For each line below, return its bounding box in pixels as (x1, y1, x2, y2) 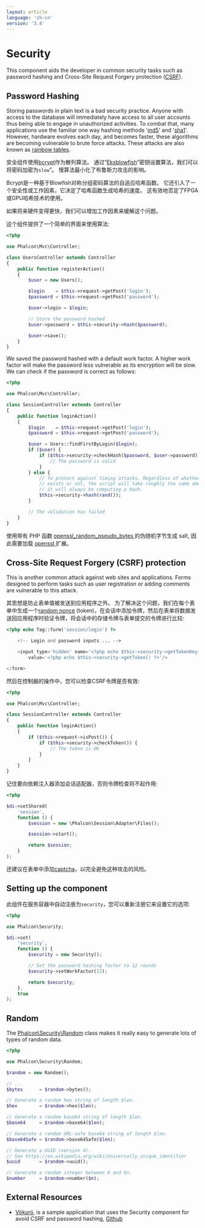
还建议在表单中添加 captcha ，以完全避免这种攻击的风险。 (6, 865, 150, 872)
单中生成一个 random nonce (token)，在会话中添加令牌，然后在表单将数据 (6, 607, 191, 614)
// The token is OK (49, 745, 99, 752)
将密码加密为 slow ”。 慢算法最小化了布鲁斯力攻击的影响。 (6, 166, 149, 174)
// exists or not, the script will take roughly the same (38, 481, 190, 487)
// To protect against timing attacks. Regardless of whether (38, 475, 201, 481)
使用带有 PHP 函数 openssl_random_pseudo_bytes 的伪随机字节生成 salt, (6, 532, 190, 539)
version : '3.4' (6, 20, 45, 26)
